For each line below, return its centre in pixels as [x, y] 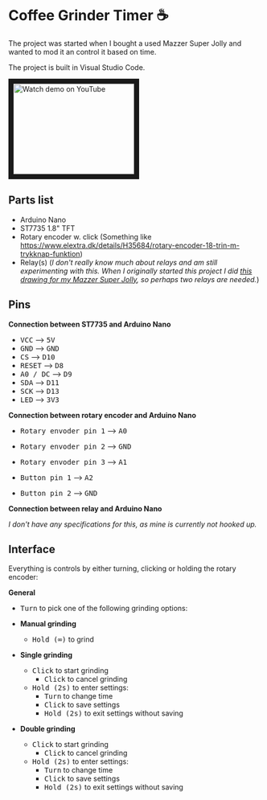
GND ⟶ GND [40, 348]
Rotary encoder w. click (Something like [86, 236]
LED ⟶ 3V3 [40, 400]
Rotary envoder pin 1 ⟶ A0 [73, 430]
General [22, 593]
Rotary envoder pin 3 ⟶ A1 [73, 462]
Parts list [31, 201]
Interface [32, 549]
